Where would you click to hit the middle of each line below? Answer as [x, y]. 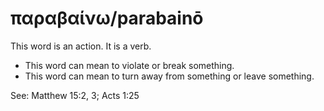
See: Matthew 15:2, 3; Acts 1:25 [75, 95]
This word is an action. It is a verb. [81, 46]
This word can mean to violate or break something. [129, 65]
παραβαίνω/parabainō [107, 18]
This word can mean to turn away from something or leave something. [169, 76]
